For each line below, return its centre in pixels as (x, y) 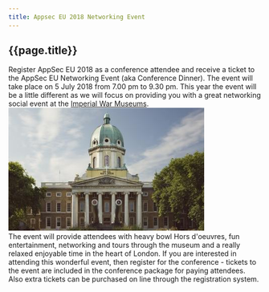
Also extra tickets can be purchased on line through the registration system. (134, 279)
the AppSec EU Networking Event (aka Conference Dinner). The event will (130, 78)
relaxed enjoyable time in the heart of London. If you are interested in (122, 253)
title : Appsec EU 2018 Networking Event (77, 17)
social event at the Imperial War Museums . (79, 103)
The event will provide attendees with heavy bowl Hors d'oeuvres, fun (124, 237)
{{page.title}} (43, 51)
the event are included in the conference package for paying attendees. (127, 271)
